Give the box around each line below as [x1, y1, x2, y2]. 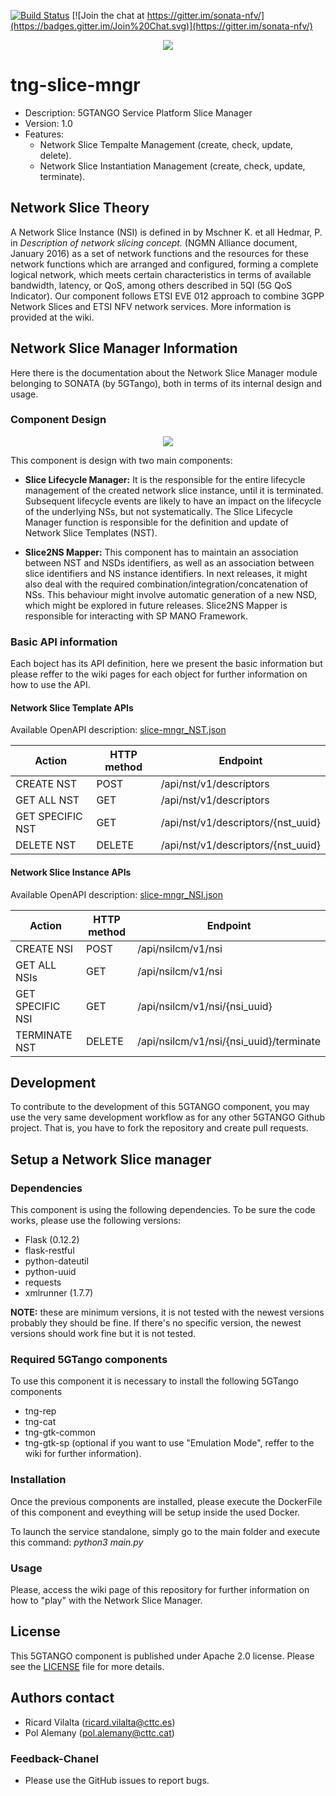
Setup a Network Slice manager [10, 1151, 212, 1168]
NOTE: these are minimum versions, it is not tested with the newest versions [10, 1306, 325, 1319]
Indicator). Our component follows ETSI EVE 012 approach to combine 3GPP [10, 290, 325, 302]
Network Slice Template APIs [10, 701, 134, 714]
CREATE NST [15, 777, 78, 791]
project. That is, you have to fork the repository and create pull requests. [10, 1122, 309, 1134]
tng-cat [24, 1416, 57, 1428]
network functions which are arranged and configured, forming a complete [10, 258, 319, 270]
